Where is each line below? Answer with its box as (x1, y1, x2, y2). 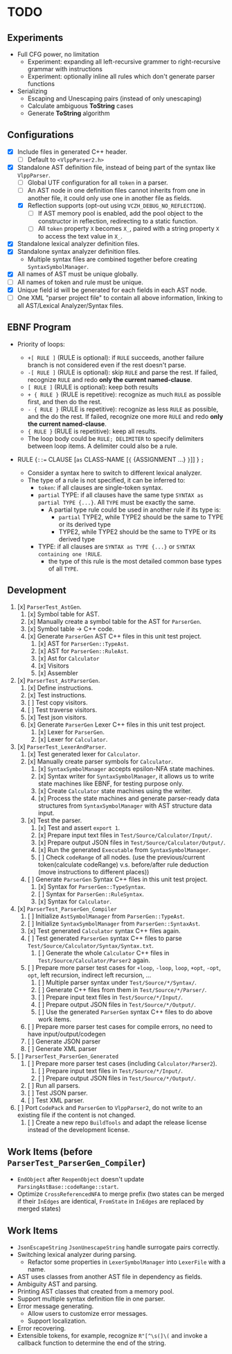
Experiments (7, 32, 64, 44)
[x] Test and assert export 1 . (37, 824, 120, 832)
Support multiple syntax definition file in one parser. (17, 1294, 166, 1303)
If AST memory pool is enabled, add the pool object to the (37, 209, 203, 218)
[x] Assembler (37, 669, 78, 677)
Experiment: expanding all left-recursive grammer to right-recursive (27, 58, 221, 66)
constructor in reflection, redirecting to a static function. (37, 217, 198, 225)
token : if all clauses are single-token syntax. (37, 483, 163, 492)
